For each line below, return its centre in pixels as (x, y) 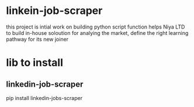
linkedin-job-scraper (45, 84)
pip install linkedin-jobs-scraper (44, 98)
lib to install (34, 63)
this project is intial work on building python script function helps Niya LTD (96, 27)
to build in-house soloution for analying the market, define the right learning (97, 33)
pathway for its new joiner (37, 39)
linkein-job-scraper (54, 11)
